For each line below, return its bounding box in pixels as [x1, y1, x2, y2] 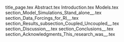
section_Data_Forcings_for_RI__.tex [5, 15, 79, 21]
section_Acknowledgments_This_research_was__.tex [5, 31, 115, 37]
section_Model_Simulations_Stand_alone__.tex [5, 10, 102, 16]
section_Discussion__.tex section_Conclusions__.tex [5, 26, 113, 32]
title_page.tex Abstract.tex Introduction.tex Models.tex [5, 5, 118, 10]
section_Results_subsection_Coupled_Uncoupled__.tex [5, 20, 119, 26]
